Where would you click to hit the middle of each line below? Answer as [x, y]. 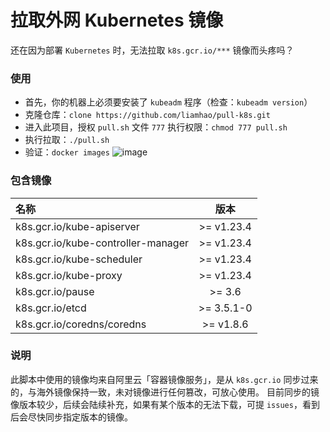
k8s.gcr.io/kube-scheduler [79, 259]
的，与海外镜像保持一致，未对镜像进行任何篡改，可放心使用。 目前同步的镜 [165, 392]
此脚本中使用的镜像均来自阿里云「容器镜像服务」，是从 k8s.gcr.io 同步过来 [164, 379]
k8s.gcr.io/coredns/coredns [81, 324]
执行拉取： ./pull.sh [67, 140]
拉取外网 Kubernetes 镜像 [117, 20]
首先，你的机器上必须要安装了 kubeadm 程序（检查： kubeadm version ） [168, 102]
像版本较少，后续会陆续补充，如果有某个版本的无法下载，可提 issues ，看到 [165, 404]
